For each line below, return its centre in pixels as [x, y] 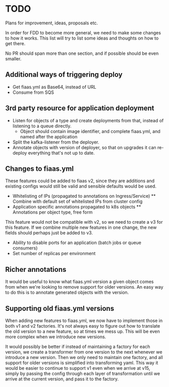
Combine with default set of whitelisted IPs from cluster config [77, 201]
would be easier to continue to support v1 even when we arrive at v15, [78, 368]
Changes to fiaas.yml [40, 169]
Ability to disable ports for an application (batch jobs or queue [77, 243]
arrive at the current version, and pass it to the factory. [62, 379]
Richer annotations [36, 269]
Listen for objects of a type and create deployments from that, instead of [88, 120]
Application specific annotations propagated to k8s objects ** [77, 207]
